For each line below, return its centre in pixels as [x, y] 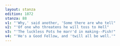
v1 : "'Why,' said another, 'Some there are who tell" [60, 23]
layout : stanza [20, 9]
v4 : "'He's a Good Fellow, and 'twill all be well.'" [60, 36]
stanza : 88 [16, 18]
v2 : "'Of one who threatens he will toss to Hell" [57, 27]
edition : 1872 [19, 14]
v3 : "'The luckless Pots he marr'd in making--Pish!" [60, 32]
